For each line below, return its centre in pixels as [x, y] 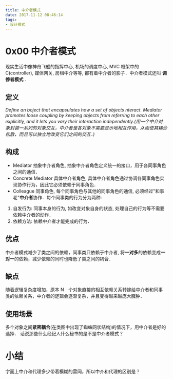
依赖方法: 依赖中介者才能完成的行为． [52, 221]
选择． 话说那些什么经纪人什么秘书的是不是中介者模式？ [64, 334]
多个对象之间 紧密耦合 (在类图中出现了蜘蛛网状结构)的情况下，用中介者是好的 [86, 327]
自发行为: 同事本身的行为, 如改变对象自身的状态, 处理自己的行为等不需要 [89, 208]
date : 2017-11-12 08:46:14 [34, 15]
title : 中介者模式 [23, 10]
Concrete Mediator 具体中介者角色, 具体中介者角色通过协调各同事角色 [86, 178]
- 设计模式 [15, 24]
